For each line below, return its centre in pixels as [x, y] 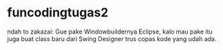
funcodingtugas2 [58, 13]
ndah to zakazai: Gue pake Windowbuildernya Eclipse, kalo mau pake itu [110, 32]
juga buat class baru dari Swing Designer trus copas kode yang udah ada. [112, 38]
